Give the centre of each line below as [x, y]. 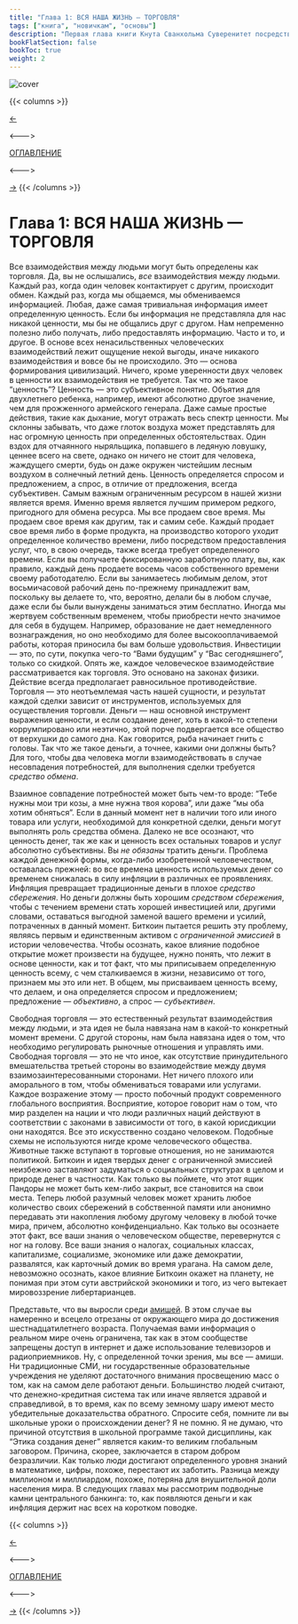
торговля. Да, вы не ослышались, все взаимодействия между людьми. [145, 275]
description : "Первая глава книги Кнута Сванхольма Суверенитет [130, 34]
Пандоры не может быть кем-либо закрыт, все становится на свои [137, 1188]
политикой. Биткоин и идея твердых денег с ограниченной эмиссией [141, 1159]
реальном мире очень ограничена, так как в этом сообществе [129, 1337]
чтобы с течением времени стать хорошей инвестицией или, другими [143, 906]
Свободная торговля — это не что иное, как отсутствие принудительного [149, 1056]
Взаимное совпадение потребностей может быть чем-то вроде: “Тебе [143, 793]
